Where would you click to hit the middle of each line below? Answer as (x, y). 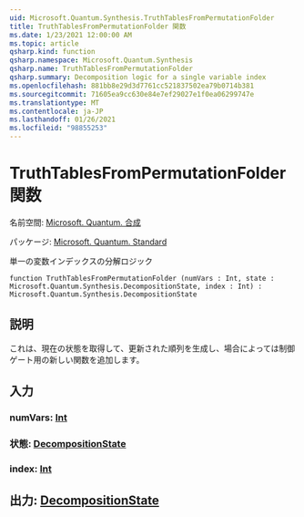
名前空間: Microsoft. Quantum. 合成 (75, 222)
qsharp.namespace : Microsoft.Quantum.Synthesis (101, 60)
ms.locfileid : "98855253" (58, 129)
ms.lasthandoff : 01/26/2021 (63, 119)
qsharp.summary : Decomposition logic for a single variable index (138, 78)
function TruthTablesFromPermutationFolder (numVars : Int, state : (142, 278)
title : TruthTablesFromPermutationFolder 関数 (98, 26)
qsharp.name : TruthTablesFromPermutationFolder (101, 69)
